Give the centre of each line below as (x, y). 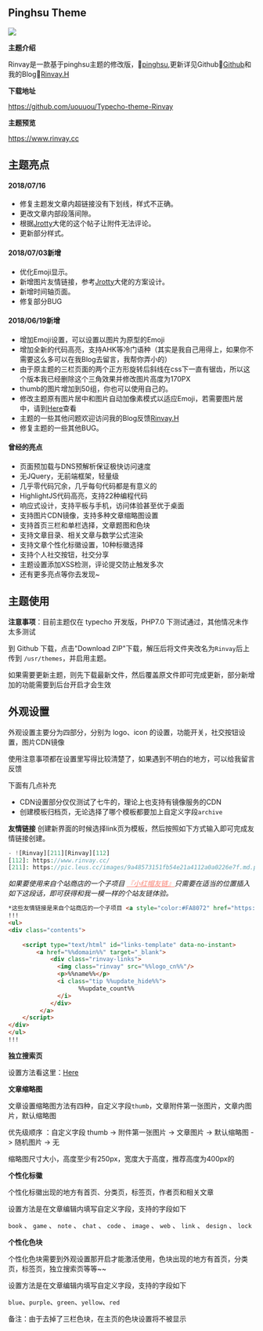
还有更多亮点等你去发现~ (59, 574)
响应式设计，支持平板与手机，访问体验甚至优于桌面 (102, 506)
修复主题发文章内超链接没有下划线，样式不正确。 (98, 204)
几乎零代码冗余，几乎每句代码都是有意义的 (88, 486)
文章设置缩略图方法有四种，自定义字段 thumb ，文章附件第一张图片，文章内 (126, 1106)
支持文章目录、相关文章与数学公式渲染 (81, 535)
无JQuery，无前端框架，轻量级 (69, 476)
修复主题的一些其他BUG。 (61, 428)
